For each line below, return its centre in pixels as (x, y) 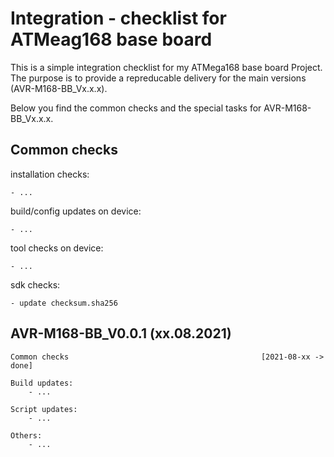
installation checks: (50, 174)
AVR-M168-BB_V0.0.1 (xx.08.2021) (121, 333)
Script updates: (44, 409)
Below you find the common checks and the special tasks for (136, 108)
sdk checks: (35, 284)
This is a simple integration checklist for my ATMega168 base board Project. (166, 67)
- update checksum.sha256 (64, 303)
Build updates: (42, 383)
